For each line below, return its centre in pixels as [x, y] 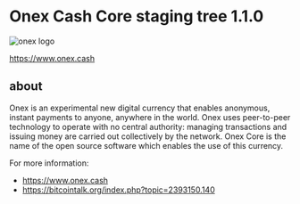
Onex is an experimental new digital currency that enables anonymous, [140, 108]
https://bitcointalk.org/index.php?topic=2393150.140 [119, 190]
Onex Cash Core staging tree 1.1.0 [137, 16]
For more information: [49, 163]
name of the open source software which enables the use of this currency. [146, 145]
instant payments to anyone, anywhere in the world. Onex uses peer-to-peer [150, 117]
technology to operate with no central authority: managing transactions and [148, 126]
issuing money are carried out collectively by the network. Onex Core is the [148, 136]
